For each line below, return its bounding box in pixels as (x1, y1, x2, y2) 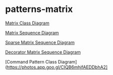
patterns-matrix (5, 3, 73, 15)
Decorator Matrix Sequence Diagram (5, 49, 81, 55)
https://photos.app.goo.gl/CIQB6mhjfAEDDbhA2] (6, 64, 108, 70)
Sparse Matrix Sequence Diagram (5, 39, 75, 45)
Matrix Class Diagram (5, 20, 49, 26)
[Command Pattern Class (5, 58, 57, 64)
